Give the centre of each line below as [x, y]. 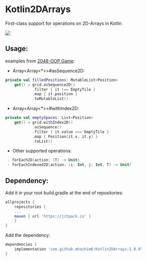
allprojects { [20, 202]
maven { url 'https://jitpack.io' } [53, 216]
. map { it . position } [55, 94]
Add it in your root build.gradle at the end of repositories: [64, 193]
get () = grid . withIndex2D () [44, 122]
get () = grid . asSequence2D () [45, 84]
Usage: [17, 49]
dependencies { [21, 245]
